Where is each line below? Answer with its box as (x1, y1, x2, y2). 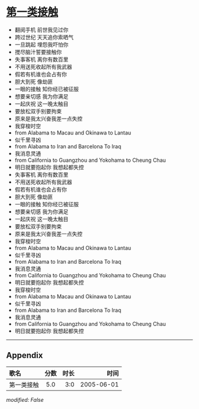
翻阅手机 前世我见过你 (14, 26, 69, 33)
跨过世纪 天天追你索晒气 (14, 33, 74, 40)
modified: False (6, 396, 44, 403)
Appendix (6, 350, 43, 360)
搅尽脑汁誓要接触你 (14, 48, 62, 55)
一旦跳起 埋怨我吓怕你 (14, 41, 69, 48)
